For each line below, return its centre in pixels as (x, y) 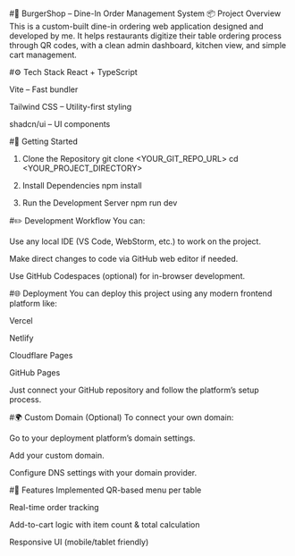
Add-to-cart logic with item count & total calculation (105, 525)
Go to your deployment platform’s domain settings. (102, 438)
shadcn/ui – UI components (60, 124)
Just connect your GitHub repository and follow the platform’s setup (134, 390)
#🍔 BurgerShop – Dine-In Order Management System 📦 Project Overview (145, 13)
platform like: (34, 303)
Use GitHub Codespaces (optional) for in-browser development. (127, 276)
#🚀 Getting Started (44, 141)
